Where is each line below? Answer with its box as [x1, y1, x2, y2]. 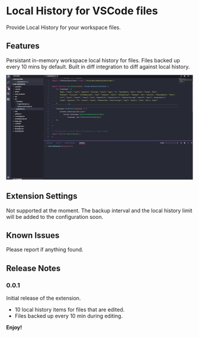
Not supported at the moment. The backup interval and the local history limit [6, 206, 192, 214]
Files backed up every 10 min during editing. [14, 313, 123, 320]
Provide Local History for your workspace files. [6, 24, 121, 31]
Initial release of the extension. [6, 295, 81, 302]
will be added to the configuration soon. [6, 213, 104, 220]
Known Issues [6, 230, 60, 240]
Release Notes [6, 263, 61, 274]
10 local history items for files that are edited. [14, 306, 125, 313]
